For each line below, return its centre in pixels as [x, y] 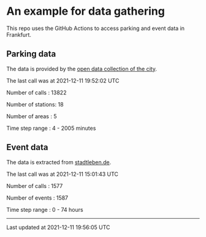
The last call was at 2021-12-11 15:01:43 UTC [62, 174]
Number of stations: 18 [35, 104]
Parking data [31, 54]
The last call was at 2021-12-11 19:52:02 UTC [63, 80]
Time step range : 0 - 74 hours [45, 209]
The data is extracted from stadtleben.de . [59, 162]
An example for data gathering [86, 11]
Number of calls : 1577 [35, 186]
